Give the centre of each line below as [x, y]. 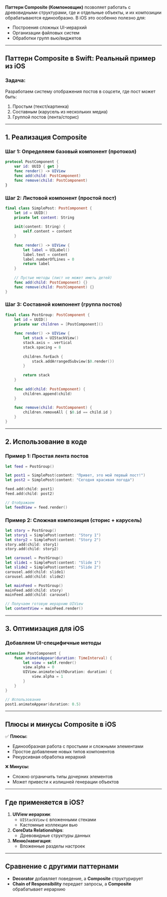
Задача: [15, 80]
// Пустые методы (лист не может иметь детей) [63, 278]
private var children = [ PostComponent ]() [59, 324]
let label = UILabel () [46, 250]
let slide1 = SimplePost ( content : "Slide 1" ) [53, 563]
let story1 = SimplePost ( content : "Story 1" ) [53, 535]
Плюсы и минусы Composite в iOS [61, 724]
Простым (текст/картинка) [41, 106]
